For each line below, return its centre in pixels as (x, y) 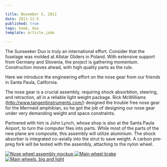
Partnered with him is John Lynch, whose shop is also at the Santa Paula (80, 123)
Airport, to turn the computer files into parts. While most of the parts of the (82, 128)
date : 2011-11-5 (22, 19)
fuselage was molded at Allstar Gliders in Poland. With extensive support (80, 57)
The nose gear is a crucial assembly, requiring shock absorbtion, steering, (81, 92)
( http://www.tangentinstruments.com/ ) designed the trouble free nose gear (82, 102)
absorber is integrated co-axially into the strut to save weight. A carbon (79, 139)
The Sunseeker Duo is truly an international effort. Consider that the (75, 51)
